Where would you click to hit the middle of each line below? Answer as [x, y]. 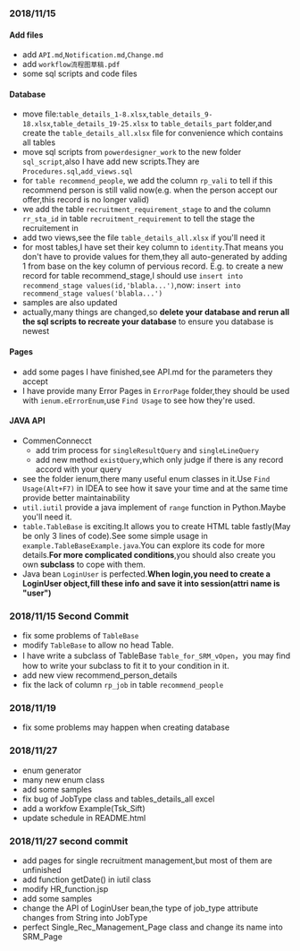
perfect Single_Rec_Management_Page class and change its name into [152, 927]
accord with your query [79, 469]
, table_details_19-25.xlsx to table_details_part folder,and [161, 124]
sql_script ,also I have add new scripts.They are [111, 162]
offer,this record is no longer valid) [86, 200]
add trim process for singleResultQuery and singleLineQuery [147, 450]
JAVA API [27, 421]
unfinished [42, 870]
